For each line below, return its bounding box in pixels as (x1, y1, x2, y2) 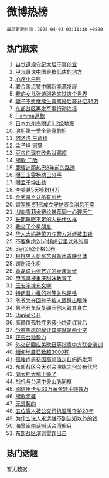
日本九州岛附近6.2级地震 (15, 119, 75, 127)
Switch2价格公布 (15, 245, 56, 252)
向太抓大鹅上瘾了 (15, 370, 57, 378)
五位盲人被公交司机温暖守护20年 (15, 407, 94, 414)
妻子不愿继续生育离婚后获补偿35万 (15, 97, 99, 104)
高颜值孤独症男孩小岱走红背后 (15, 319, 87, 326)
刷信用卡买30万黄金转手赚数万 (15, 385, 89, 392)
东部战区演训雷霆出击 (15, 429, 67, 437)
